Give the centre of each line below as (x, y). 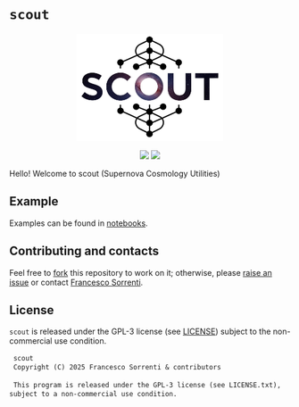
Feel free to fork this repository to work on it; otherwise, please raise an (141, 272)
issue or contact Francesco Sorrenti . (76, 282)
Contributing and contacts (84, 251)
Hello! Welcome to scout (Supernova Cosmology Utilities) (115, 173)
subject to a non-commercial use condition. (93, 395)
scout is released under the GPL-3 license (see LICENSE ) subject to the (140, 332)
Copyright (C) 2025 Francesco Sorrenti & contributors (117, 368)
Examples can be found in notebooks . (79, 223)
